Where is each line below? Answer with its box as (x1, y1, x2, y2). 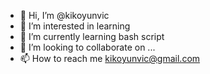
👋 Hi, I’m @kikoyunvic (19, 10, 110, 21)
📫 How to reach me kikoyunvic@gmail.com (19, 53, 201, 64)
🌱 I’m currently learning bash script (19, 31, 165, 42)
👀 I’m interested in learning (19, 20, 131, 32)
